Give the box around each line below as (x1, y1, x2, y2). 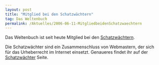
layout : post (5, 7, 32, 12)
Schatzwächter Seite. (5, 55, 49, 61)
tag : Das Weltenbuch (5, 16, 48, 21)
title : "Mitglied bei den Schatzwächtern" (5, 12, 94, 17)
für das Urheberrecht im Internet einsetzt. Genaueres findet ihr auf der (5, 49, 148, 55)
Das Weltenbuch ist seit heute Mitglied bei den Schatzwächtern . (5, 34, 135, 40)
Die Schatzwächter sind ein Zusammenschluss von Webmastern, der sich (5, 44, 154, 50)
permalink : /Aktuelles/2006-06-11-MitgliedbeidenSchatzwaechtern (5, 21, 142, 26)
